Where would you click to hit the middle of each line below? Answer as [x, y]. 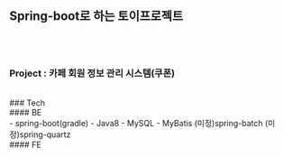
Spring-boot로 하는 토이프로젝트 [96, 16]
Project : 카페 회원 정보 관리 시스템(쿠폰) [92, 73]
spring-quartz [45, 134]
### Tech [27, 103]
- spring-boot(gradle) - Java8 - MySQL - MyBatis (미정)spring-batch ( [139, 124]
